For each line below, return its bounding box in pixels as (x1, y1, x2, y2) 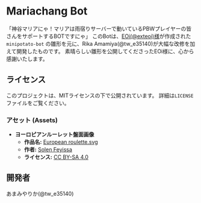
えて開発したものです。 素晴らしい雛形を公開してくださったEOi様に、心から (6, 47, 194, 55)
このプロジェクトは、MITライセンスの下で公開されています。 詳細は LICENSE (6, 92, 194, 99)
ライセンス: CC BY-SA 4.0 (23, 153, 88, 161)
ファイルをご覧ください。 (6, 99, 70, 106)
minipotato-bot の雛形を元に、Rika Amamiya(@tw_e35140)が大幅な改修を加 (6, 40, 196, 47)
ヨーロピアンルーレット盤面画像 (14, 131, 94, 138)
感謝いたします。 (6, 55, 48, 62)
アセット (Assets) (6, 116, 58, 124)
